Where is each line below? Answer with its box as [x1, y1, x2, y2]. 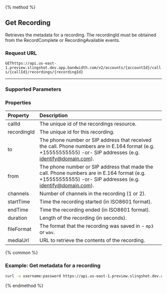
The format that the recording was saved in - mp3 [39, 223, 154, 230]
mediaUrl [7, 237, 29, 244]
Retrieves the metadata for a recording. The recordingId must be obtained [5, 32, 157, 38]
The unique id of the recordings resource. [39, 121, 137, 128]
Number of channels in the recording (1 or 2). [39, 190, 146, 197]
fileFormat [7, 226, 31, 233]
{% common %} [5, 250, 38, 256]
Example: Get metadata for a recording [5, 262, 101, 269]
